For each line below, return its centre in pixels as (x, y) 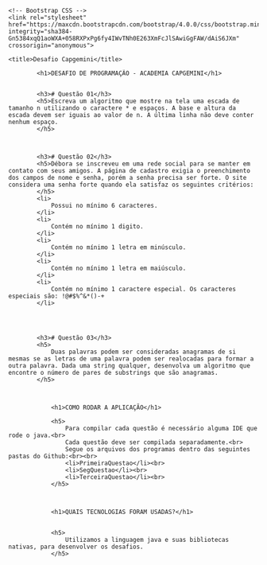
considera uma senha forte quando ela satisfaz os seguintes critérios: (131, 185)
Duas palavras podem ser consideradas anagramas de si (143, 352)
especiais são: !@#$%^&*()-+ (56, 296)
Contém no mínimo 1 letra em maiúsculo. (118, 268)
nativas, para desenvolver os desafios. (76, 547)
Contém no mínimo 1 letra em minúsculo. (118, 247)
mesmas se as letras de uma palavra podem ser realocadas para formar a (131, 359)
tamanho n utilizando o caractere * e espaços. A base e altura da (122, 108)
